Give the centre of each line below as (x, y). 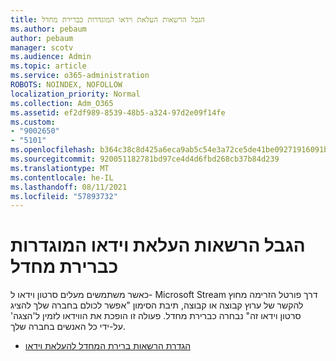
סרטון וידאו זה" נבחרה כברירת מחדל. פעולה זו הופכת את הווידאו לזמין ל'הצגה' (156, 316)
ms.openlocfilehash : (53, 150)
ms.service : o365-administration (80, 76)
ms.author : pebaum (48, 29)
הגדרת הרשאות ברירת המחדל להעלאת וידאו (108, 346)
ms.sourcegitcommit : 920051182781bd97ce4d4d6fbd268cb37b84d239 (145, 159)
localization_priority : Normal (75, 94)
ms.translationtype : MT (60, 168)
